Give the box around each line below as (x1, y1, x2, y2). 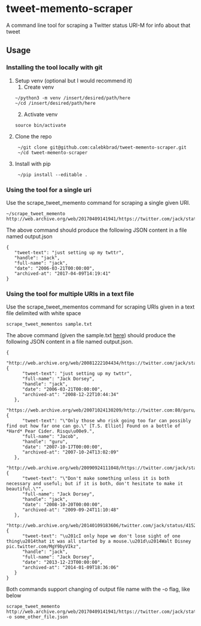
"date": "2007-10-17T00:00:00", (22, 444, 103, 450)
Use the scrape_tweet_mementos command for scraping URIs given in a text (6, 303, 195, 310)
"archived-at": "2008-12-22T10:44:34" (22, 392, 119, 398)
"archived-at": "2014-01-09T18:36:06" (22, 565, 119, 571)
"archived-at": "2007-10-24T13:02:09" (22, 449, 119, 455)
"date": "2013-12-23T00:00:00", (22, 560, 103, 565)
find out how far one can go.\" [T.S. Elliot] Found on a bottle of (6, 423, 181, 430)
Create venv (23, 83, 54, 90)
